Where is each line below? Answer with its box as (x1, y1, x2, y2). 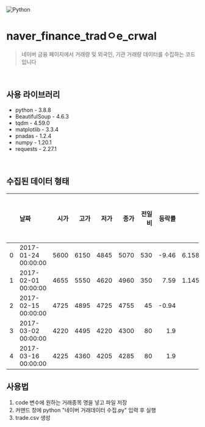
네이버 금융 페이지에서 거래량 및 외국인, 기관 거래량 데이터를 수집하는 (21, 50, 184, 57)
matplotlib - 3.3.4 (15, 125, 59, 133)
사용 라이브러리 (6, 90, 60, 100)
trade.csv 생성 (15, 414, 51, 422)
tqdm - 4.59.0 (15, 119, 50, 126)
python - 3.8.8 (15, 106, 51, 114)
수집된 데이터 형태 (6, 177, 70, 187)
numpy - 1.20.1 (15, 139, 52, 146)
